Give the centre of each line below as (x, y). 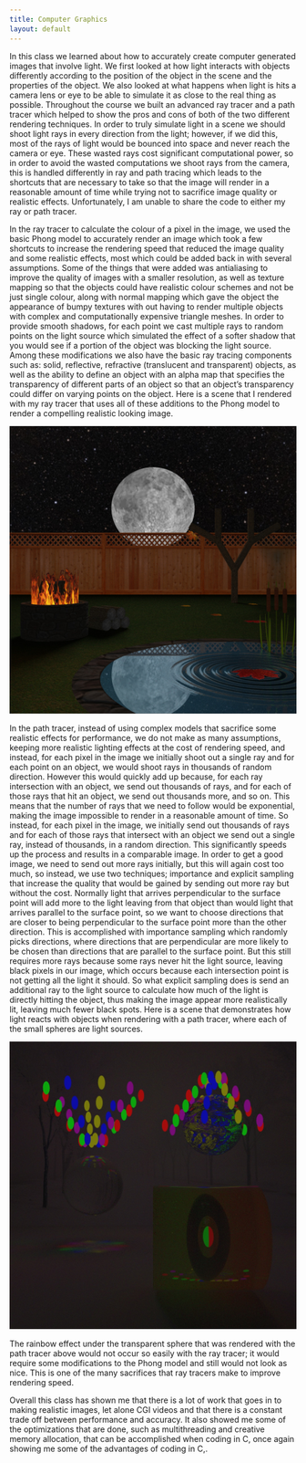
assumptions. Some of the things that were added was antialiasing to (139, 267)
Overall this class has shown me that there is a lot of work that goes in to (146, 1400)
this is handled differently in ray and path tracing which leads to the (136, 172)
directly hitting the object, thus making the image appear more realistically (148, 999)
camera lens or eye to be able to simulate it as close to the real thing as (143, 95)
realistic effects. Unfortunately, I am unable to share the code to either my (148, 202)
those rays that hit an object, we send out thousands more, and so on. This (150, 796)
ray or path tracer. (43, 211)
